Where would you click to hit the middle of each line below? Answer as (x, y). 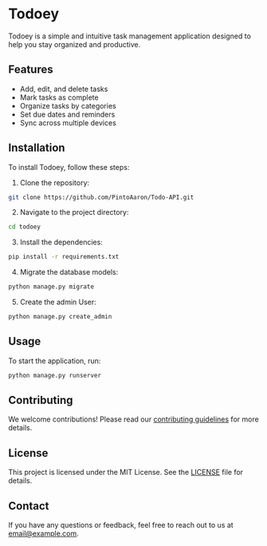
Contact (29, 506)
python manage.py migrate (51, 287)
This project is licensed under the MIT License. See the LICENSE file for (126, 473)
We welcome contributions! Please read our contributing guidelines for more (133, 419)
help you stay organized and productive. (75, 44)
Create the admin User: (58, 302)
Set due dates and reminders (67, 114)
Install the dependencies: (61, 242)
